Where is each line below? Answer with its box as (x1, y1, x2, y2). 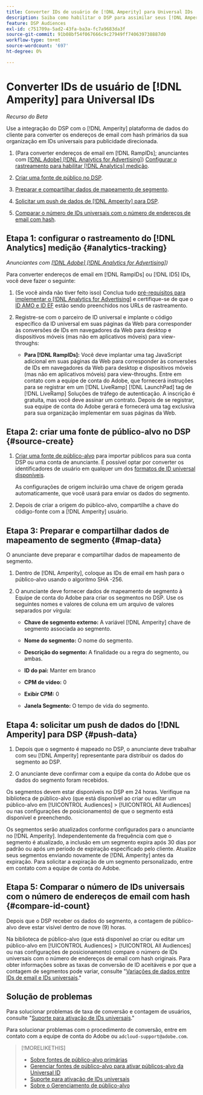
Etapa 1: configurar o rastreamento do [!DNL (6, 233, 176, 243)
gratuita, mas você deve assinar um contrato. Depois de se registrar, (24, 396, 195, 404)
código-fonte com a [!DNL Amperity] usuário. (14, 508, 128, 515)
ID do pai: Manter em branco (24, 667, 96, 674)
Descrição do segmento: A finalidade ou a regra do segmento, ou (24, 649, 189, 656)
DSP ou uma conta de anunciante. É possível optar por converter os (14, 459, 184, 466)
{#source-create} (6, 436, 74, 446)
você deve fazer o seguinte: (6, 277, 76, 284)
